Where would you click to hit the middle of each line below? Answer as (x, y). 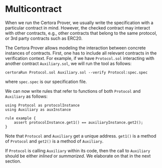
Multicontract (34, 9)
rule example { (21, 118)
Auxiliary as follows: (26, 96)
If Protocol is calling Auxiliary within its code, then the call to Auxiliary (78, 150)
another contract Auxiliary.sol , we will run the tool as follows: (69, 63)
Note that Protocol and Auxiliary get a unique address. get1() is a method (81, 136)
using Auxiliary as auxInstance (38, 110)
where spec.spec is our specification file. (46, 82)
